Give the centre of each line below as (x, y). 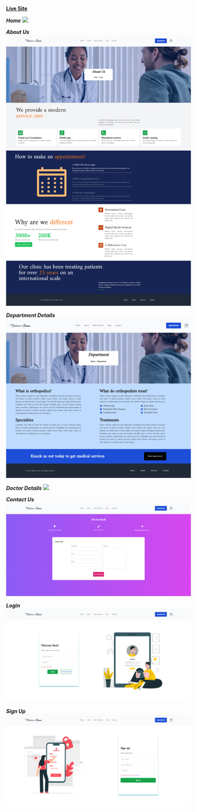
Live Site (17, 9)
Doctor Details (24, 488)
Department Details (30, 315)
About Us (18, 32)
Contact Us (20, 500)
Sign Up (16, 711)
